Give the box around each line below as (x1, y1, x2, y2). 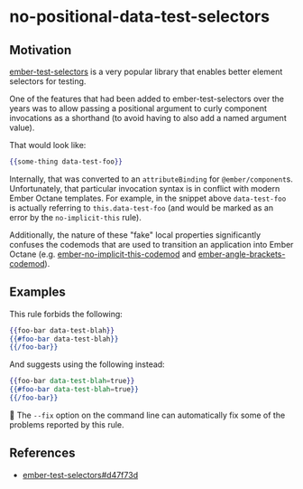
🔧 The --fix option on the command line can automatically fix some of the (9, 409, 286, 420)
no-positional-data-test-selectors (9, 6, 271, 27)
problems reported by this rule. (9, 418, 124, 430)
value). (9, 122, 35, 133)
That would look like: (9, 140, 87, 150)
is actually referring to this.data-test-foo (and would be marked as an (9, 202, 273, 213)
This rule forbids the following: (9, 308, 124, 319)
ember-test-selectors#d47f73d (22, 469, 138, 480)
